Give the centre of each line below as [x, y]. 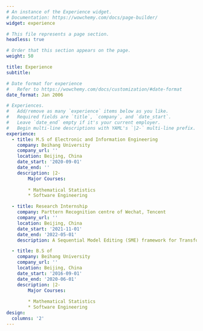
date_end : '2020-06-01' [47, 279]
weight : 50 [20, 56]
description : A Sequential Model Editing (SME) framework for [97, 240]
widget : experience [31, 23]
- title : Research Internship [50, 207]
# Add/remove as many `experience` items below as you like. [88, 111]
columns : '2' [28, 318]
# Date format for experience [44, 83]
